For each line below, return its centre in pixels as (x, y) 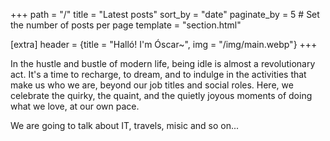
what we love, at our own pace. (75, 106)
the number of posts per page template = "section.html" (126, 25)
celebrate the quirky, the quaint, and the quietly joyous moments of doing (161, 95)
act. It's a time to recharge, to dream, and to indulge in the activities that (158, 74)
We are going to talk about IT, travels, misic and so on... (125, 125)
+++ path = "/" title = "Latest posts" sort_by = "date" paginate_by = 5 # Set (165, 14)
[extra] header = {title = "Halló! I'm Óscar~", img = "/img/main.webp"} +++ (164, 44)
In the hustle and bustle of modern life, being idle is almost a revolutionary (163, 63)
